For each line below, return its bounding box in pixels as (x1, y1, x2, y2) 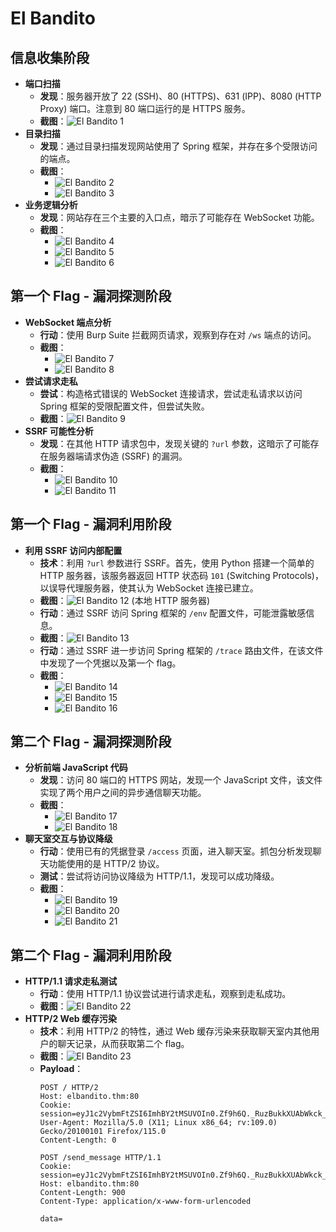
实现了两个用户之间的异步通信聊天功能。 (39, 787, 207, 799)
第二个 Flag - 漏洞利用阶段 (10, 947, 172, 964)
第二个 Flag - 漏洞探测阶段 (10, 733, 172, 751)
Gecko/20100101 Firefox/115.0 (39, 1127, 167, 1137)
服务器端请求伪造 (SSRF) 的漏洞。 (48, 450, 188, 462)
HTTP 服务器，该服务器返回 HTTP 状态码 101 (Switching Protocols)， (39, 569, 324, 581)
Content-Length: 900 (39, 1188, 126, 1198)
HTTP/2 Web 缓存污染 (24, 1013, 117, 1025)
